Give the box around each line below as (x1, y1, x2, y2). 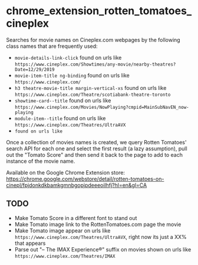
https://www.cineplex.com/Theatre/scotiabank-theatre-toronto (14, 92, 171, 98)
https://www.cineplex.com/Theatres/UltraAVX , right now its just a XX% (14, 233, 187, 240)
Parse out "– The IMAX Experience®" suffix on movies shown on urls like (14, 245, 192, 253)
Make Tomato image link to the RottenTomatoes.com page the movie (14, 221, 181, 228)
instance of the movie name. (6, 157, 75, 164)
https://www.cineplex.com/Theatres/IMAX (14, 253, 115, 259)
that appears (14, 240, 46, 247)
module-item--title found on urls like (14, 114, 106, 122)
